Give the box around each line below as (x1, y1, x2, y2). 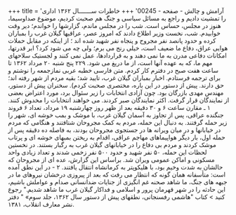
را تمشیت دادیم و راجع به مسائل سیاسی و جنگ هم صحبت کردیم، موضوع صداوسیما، (8, 14, 227, 22)
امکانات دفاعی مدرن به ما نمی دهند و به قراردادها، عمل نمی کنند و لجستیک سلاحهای (8, 51, 227, 60)
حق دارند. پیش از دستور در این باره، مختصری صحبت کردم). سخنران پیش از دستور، (8, 81, 224, 89)
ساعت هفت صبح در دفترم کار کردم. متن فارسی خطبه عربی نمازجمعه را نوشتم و (8, 67, 218, 74)
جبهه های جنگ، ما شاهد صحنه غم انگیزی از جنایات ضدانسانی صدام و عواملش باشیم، (8, 178, 228, 186)
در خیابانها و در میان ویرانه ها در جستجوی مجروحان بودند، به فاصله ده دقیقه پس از (8, 126, 221, 134)
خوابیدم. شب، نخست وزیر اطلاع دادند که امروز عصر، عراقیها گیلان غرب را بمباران (8, 29, 221, 37)
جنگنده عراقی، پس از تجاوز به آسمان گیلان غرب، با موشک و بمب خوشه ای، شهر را (8, 111, 224, 119)
